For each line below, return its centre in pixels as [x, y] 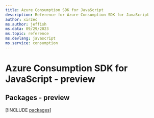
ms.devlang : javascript [31, 39]
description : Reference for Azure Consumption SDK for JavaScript [77, 15]
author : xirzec [21, 19]
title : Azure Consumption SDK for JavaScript [54, 10]
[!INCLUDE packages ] [28, 110]
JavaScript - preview [50, 79]
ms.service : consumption [32, 43]
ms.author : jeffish [26, 24]
